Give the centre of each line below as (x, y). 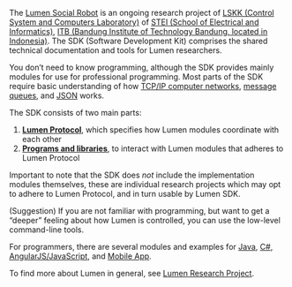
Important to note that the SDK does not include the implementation (132, 175)
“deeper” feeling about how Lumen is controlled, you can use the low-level (145, 220)
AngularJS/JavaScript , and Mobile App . (80, 256)
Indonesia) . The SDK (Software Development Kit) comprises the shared (139, 41)
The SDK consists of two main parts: (75, 113)
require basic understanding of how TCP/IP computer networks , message (143, 86)
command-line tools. (47, 230)
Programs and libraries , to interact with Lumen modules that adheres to (153, 148)
